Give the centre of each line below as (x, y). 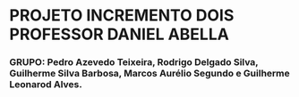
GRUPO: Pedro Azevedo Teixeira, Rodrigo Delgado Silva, (134, 62)
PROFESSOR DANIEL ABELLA (120, 34)
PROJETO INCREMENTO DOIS (122, 16)
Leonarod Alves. (46, 85)
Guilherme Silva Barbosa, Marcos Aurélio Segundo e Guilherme (150, 74)
